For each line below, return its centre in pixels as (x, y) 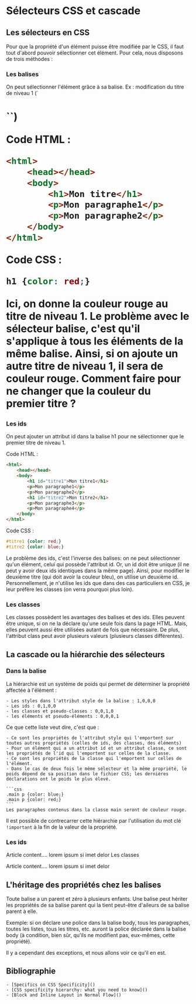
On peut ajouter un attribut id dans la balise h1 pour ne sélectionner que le (95, 437)
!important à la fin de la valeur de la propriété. (62, 827)
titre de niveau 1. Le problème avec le (98, 317)
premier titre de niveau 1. (36, 443)
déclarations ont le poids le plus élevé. (59, 779)
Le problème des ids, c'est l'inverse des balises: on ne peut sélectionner (93, 558)
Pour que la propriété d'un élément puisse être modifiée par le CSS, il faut (95, 46)
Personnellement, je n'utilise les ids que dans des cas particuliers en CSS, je (98, 583)
